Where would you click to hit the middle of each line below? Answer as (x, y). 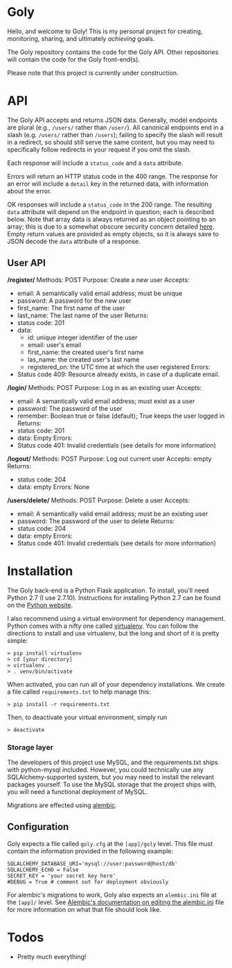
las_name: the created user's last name (83, 359)
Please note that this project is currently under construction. (93, 73)
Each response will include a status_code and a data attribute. (95, 163)
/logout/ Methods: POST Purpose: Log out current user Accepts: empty (109, 459)
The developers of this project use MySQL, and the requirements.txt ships (113, 762)
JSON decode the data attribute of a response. (74, 241)
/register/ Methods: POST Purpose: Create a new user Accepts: (98, 280)
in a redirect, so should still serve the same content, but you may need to (111, 142)
